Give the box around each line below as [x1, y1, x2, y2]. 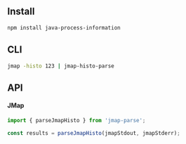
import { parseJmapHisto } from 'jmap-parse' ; [7, 117, 146, 124]
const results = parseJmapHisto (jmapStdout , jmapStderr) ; [7, 129, 180, 136]
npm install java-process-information [7, 24, 121, 31]
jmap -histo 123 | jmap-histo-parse [7, 63, 114, 70]
